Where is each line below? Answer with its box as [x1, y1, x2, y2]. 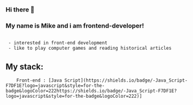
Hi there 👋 [5, 5, 35, 14]
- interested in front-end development [8, 40, 108, 46]
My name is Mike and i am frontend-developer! [5, 21, 145, 29]
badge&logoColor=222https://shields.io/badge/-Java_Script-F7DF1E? [5, 88, 177, 94]
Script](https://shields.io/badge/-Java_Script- [64, 77, 188, 83]
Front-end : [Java [16, 77, 62, 83]
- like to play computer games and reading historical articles [8, 45, 171, 52]
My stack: [5, 61, 44, 71]
